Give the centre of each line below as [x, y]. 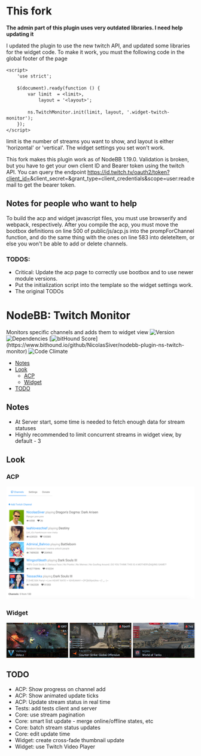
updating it [20, 34]
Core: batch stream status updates [57, 727]
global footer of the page [37, 58]
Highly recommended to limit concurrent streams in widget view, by [98, 434]
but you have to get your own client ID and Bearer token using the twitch [95, 166]
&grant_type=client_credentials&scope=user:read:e [131, 178]
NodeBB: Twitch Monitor [68, 316]
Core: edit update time [42, 734]
